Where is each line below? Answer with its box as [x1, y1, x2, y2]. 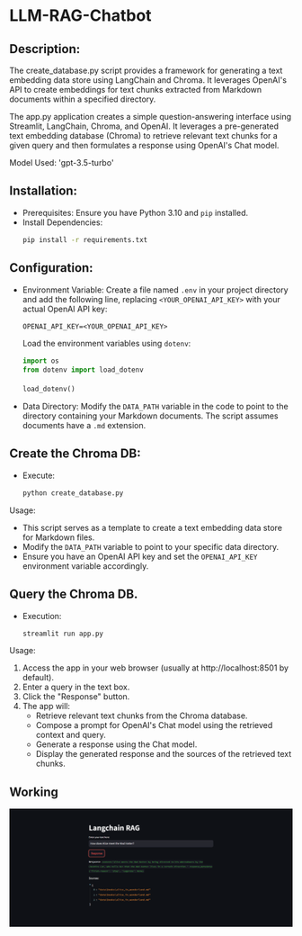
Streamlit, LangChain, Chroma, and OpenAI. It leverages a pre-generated [9, 121, 279, 131]
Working [9, 784, 58, 799]
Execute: [22, 470, 56, 481]
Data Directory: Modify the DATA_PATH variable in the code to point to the [22, 401, 289, 411]
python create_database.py [22, 488, 124, 498]
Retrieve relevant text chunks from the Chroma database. [35, 710, 248, 721]
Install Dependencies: [22, 217, 103, 228]
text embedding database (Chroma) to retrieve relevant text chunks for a [9, 130, 279, 140]
